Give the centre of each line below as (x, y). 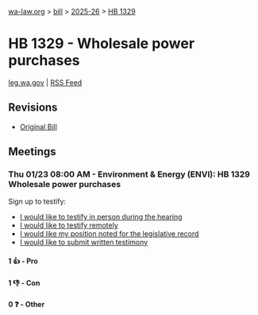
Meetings (33, 152)
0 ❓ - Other (27, 305)
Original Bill (39, 126)
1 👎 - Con (24, 282)
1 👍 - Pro (23, 261)
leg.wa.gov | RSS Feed (45, 82)
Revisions (33, 108)
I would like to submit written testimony (84, 243)
